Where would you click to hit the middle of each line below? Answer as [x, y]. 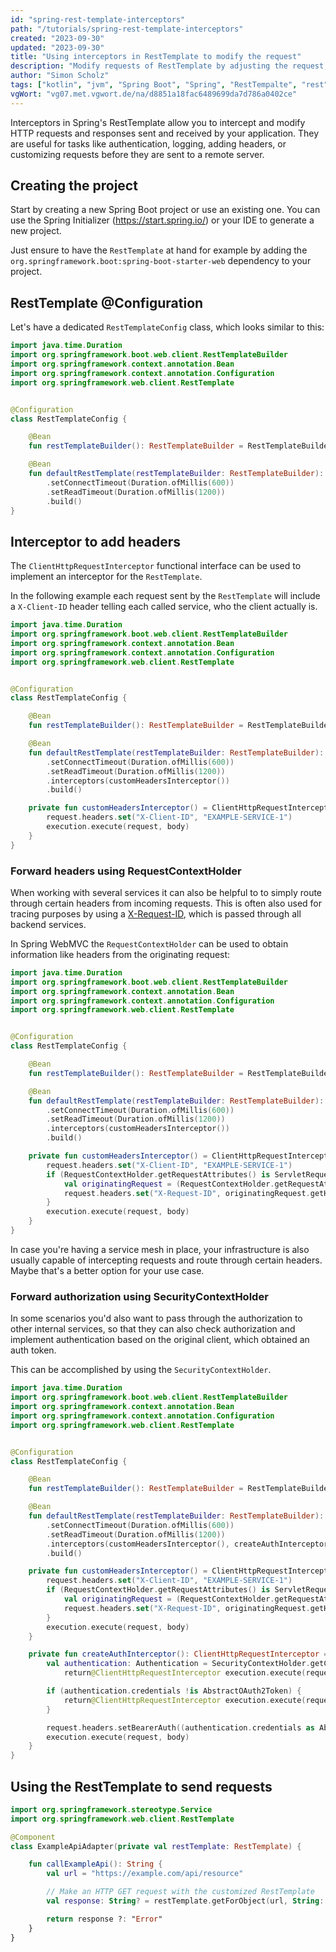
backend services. [48, 924]
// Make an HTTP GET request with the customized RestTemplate [180, 1892]
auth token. [33, 1350]
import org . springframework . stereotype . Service [111, 1809]
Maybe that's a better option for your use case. [107, 1270]
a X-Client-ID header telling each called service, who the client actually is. [164, 607]
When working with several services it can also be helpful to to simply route [166, 892]
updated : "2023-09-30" [57, 47]
